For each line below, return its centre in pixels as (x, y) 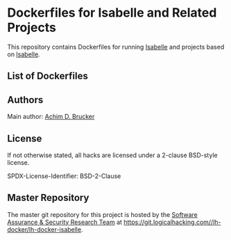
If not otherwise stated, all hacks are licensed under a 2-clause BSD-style (112, 155)
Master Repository (48, 198)
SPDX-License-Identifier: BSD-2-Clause (64, 176)
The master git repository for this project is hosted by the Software (102, 214)
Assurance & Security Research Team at (65, 222)
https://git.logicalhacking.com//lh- (172, 222)
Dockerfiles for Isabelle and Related (112, 13)
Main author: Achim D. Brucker (51, 117)
